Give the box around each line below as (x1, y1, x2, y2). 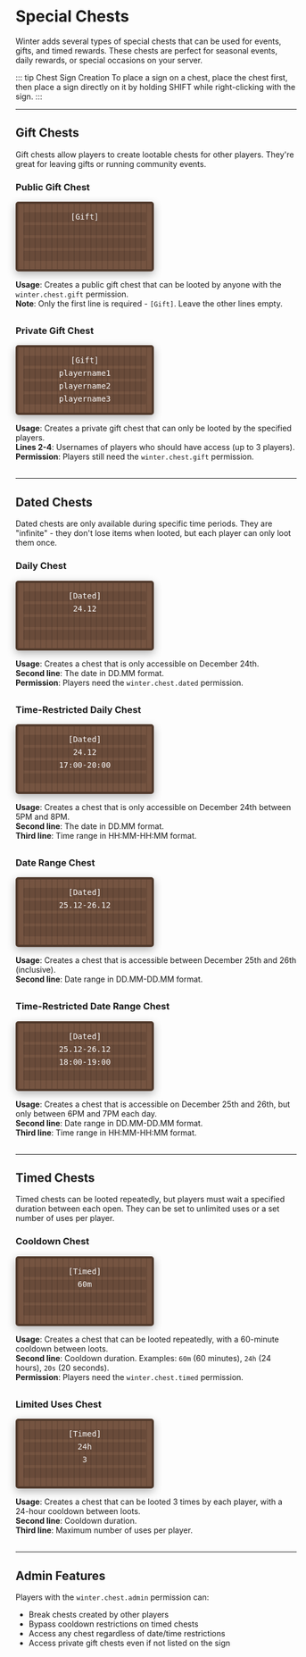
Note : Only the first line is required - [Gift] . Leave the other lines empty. (15, 298, 283, 309)
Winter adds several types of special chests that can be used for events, (15, 36, 282, 46)
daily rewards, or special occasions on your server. (15, 54, 203, 65)
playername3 (58, 394, 112, 404)
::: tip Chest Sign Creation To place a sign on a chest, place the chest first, (15, 71, 288, 82)
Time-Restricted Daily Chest (15, 703, 142, 716)
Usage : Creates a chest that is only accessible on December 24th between (15, 801, 292, 812)
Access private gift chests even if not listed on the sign (28, 1637, 231, 1648)
